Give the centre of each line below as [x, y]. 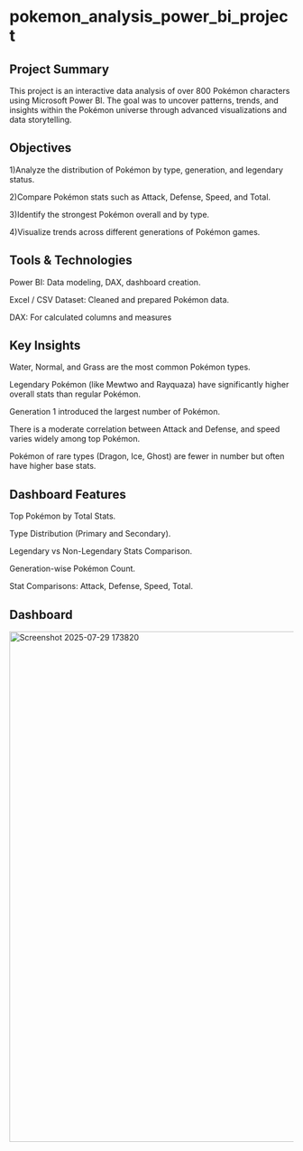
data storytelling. [41, 120]
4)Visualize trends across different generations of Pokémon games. [135, 231]
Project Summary [60, 69]
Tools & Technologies [71, 261]
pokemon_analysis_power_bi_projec [149, 17]
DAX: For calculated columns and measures [91, 317]
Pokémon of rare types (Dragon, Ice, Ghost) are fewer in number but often [147, 456]
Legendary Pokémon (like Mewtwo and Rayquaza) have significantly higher [149, 385]
